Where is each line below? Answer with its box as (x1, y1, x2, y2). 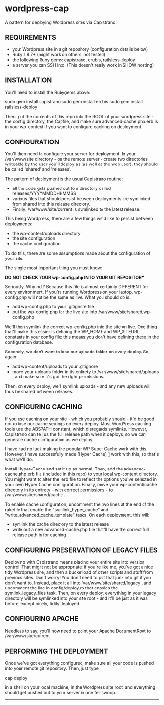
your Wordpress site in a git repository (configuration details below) (12, 46, 148, 52)
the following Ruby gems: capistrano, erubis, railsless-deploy (12, 57, 135, 63)
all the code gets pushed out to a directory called (12, 186, 111, 191)
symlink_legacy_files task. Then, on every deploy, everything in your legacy (5, 590, 157, 596)
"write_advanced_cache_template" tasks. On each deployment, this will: (5, 512, 150, 518)
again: (5, 354, 18, 360)
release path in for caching (12, 532, 66, 538)
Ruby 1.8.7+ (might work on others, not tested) (12, 51, 106, 57)
